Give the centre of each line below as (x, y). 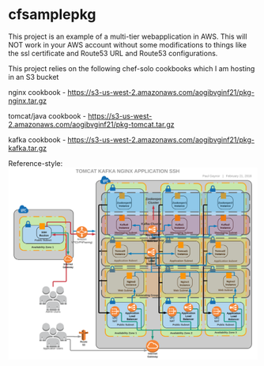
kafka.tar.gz (28, 148)
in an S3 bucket (34, 77)
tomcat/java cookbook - (47, 115)
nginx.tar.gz (28, 100)
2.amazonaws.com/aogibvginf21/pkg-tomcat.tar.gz (91, 124)
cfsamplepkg (52, 15)
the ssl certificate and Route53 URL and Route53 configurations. (113, 53)
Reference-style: (36, 163)
